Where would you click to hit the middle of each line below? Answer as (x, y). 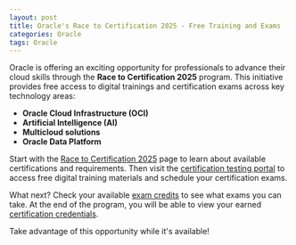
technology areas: (42, 96)
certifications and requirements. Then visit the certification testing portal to (147, 168)
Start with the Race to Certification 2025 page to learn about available (137, 159)
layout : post (33, 17)
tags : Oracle (33, 42)
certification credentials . (54, 214)
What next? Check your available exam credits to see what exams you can (146, 195)
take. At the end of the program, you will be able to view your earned (136, 205)
